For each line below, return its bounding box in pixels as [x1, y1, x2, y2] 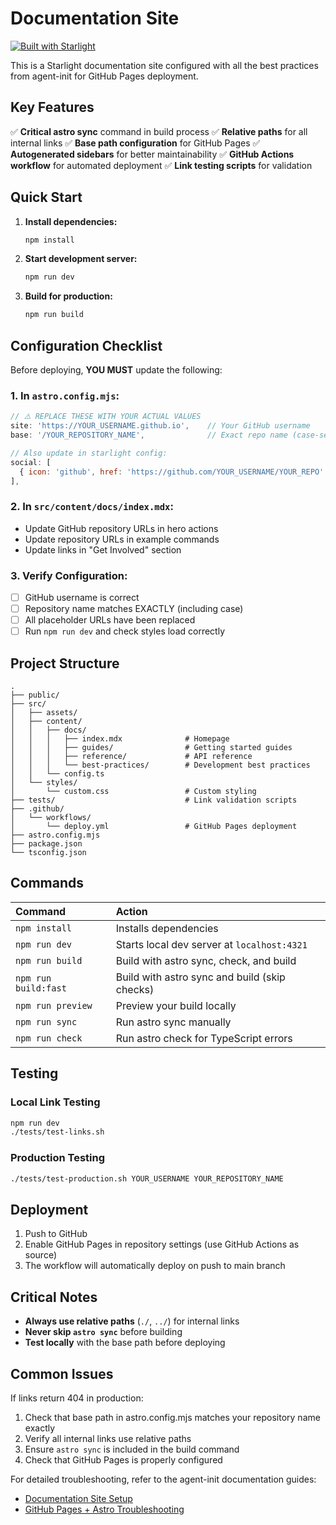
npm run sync [15, 1016, 78, 1027]
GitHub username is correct [24, 592, 140, 604]
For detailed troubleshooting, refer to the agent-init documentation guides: [10, 1473, 317, 1485]
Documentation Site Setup [24, 1492, 133, 1504]
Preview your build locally [115, 998, 237, 1012]
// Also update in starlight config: [10, 448, 168, 458]
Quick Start [10, 189, 83, 206]
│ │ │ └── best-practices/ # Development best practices [10, 760, 311, 771]
